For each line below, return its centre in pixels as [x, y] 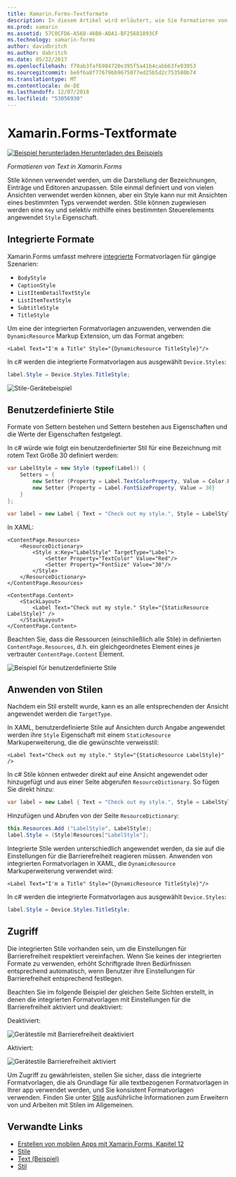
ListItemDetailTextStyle [54, 293]
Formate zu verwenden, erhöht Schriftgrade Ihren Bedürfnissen [99, 964]
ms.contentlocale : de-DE [44, 86]
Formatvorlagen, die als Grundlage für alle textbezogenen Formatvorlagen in [118, 1082]
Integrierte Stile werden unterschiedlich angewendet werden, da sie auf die [116, 848]
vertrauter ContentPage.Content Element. [66, 654]
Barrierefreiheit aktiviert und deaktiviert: [65, 1007]
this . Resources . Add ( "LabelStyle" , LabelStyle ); [80, 829]
